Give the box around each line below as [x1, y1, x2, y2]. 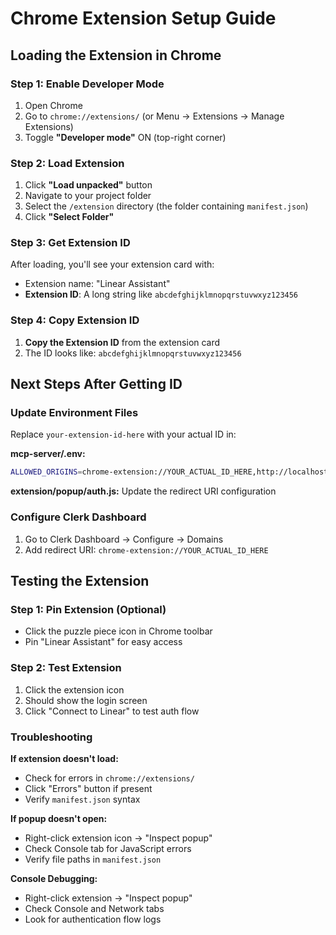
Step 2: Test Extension [10, 661, 122, 675]
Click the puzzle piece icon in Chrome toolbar [24, 625, 213, 637]
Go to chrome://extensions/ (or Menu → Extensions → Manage [24, 110, 285, 122]
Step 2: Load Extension [10, 156, 125, 170]
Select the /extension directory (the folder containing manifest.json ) [24, 200, 309, 212]
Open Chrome [24, 99, 83, 111]
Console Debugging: [10, 872, 98, 884]
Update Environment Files [10, 406, 139, 420]
